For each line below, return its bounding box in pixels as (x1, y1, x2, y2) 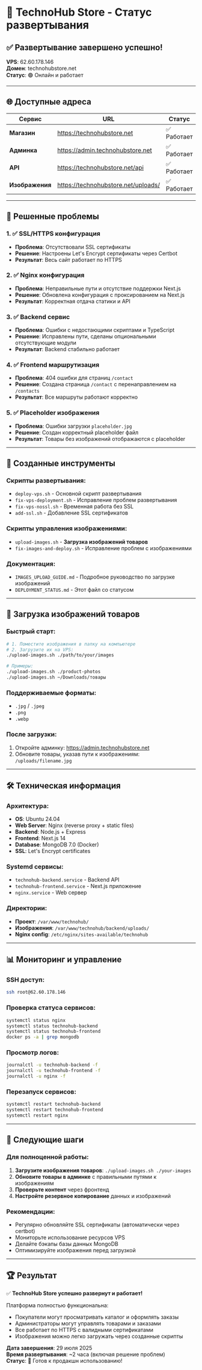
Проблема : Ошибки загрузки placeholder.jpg (14, 422, 132, 430)
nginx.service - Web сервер (14, 889, 87, 896)
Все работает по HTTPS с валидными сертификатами (14, 1326, 153, 1333)
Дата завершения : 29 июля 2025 (6, 1344, 93, 1351)
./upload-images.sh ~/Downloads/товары (6, 674, 106, 680)
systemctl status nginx (6, 1017, 66, 1023)
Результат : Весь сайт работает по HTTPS (14, 256, 122, 263)
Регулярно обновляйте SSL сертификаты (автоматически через (14, 1221, 180, 1228)
